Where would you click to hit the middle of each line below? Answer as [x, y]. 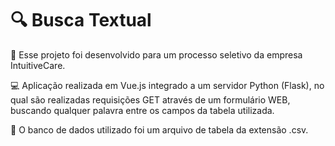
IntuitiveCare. [38, 65]
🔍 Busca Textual [81, 20]
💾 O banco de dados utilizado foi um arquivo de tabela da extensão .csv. [159, 129]
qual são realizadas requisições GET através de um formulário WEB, [150, 99]
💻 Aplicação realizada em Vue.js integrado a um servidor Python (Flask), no [167, 85]
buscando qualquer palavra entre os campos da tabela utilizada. [142, 110]
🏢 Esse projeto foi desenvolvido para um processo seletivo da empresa [156, 54]
